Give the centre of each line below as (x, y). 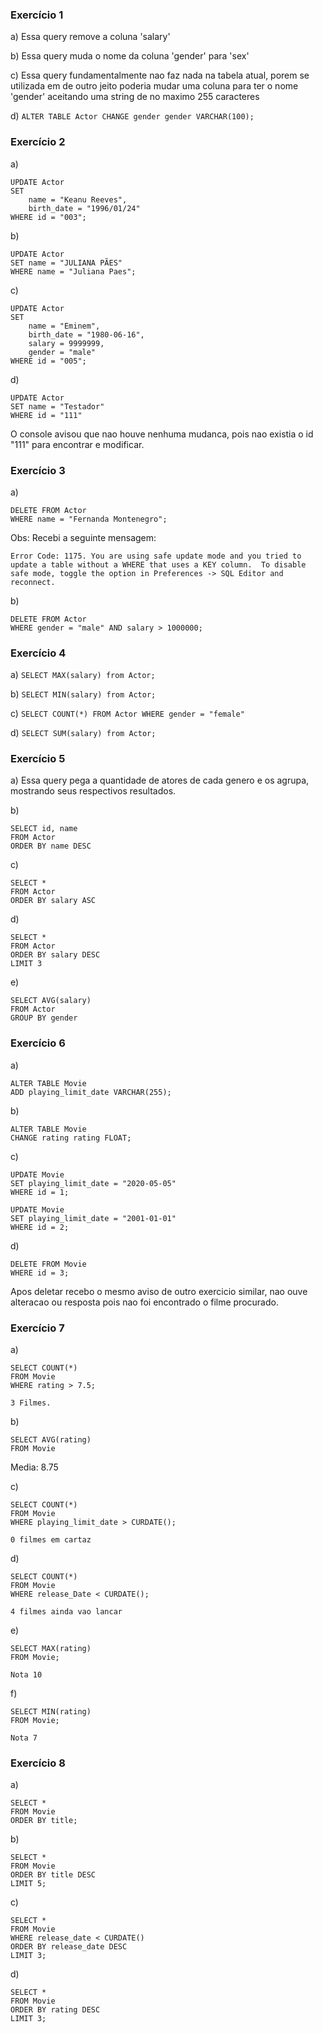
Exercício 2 (38, 142)
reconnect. (33, 582)
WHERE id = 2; (40, 1227)
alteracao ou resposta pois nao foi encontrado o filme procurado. (144, 1302)
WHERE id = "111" (46, 415)
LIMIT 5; (28, 1884)
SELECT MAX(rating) (51, 1649)
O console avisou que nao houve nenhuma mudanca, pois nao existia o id (162, 434)
